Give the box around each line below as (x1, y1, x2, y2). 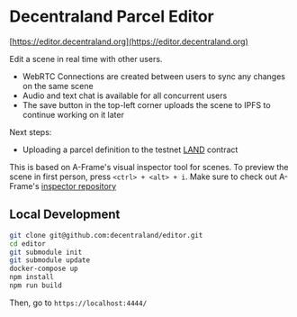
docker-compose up (9, 264, 78, 274)
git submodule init (9, 248, 83, 257)
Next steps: (9, 126, 52, 137)
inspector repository (40, 180, 117, 191)
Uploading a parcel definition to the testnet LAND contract (22, 144, 238, 155)
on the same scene (22, 80, 94, 91)
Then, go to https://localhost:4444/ (9, 297, 148, 308)
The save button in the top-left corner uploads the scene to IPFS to (22, 99, 272, 110)
